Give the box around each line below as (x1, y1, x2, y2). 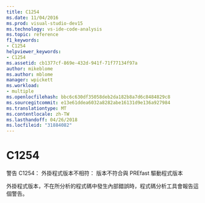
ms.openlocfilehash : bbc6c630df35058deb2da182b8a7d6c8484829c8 (6, 94, 171, 100)
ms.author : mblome (6, 71, 53, 77)
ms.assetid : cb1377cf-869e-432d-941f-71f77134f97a (6, 60, 138, 66)
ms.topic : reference (6, 32, 59, 38)
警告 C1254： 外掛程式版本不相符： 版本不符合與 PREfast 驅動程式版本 (6, 169, 183, 177)
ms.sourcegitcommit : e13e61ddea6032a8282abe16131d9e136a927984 (6, 99, 171, 105)
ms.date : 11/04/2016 (6, 15, 59, 21)
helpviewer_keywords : (6, 49, 62, 55)
